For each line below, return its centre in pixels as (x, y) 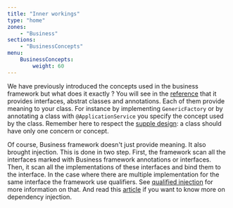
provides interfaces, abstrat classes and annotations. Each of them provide (116, 101)
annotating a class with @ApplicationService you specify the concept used (115, 116)
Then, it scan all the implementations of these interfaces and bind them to (114, 167)
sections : (22, 40)
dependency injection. (40, 197)
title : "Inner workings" (44, 14)
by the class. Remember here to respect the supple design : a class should (114, 123)
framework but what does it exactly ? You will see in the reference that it (112, 93)
